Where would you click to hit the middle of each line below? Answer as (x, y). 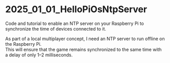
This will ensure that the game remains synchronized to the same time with (83, 49)
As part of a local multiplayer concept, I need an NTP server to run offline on (85, 39)
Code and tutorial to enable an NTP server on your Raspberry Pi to (75, 23)
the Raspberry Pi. (23, 44)
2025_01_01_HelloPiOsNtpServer (76, 9)
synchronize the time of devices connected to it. (56, 28)
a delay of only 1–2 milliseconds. (39, 55)
